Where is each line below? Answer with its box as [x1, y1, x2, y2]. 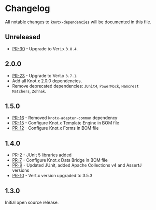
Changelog [5, 3, 50, 14]
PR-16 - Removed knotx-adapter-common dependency [12, 115, 117, 121]
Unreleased [5, 33, 41, 41]
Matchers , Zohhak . [12, 88, 47, 94]
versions [12, 167, 29, 173]
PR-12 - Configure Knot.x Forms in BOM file [12, 125, 99, 131]
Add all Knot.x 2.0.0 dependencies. [12, 78, 82, 84]
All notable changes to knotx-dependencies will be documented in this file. [5, 19, 152, 25]
